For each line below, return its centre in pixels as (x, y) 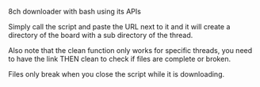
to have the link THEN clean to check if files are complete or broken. (120, 59)
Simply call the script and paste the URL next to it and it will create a (119, 26)
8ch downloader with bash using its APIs (75, 11)
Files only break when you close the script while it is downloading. (116, 74)
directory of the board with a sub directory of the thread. (101, 35)
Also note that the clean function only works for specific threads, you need (130, 50)
